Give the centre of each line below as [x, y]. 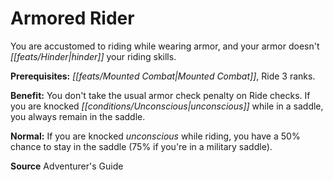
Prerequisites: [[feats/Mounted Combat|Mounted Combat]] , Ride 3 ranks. [163, 76]
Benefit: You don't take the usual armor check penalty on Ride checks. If [160, 95]
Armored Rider [72, 18]
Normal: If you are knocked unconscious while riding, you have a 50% [155, 136]
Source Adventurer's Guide [67, 166]
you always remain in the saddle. [78, 116]
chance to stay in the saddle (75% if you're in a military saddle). [141, 146]
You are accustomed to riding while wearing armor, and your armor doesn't [165, 46]
